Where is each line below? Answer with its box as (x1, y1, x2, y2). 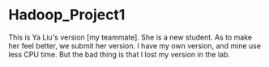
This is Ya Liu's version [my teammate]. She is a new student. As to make (8, 32, 253, 42)
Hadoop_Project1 (8, 6, 126, 24)
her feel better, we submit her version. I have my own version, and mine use (8, 40, 262, 50)
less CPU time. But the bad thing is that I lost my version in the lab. (8, 49, 231, 59)
